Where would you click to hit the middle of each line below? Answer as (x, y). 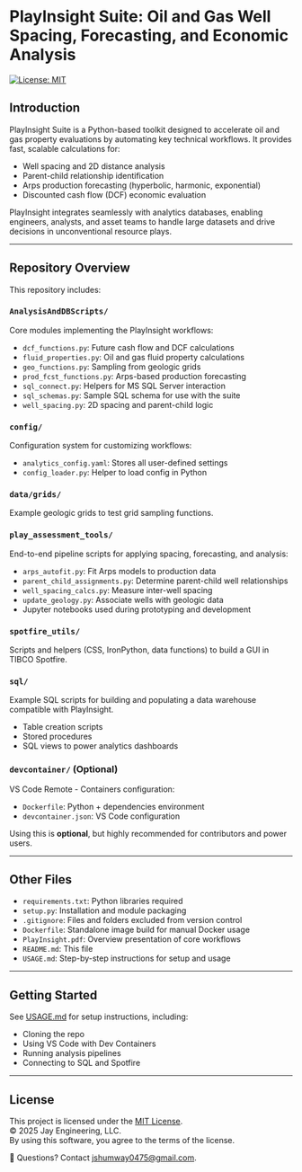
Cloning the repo (53, 1034)
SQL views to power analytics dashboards (100, 746)
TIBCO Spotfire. (38, 660)
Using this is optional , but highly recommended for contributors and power (148, 833)
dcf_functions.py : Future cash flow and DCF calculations (129, 347)
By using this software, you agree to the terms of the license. (122, 1141)
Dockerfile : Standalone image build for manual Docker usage (136, 930)
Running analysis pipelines (71, 1053)
